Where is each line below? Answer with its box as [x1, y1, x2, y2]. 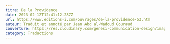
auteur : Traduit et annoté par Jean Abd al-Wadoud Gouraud [5, 21, 133, 27]
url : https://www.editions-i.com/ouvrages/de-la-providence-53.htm [5, 17, 151, 22]
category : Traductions [5, 31, 53, 36]
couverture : [5, 26, 30, 31]
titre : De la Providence [5, 7, 58, 13]
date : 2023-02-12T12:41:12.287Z [5, 12, 73, 17]
